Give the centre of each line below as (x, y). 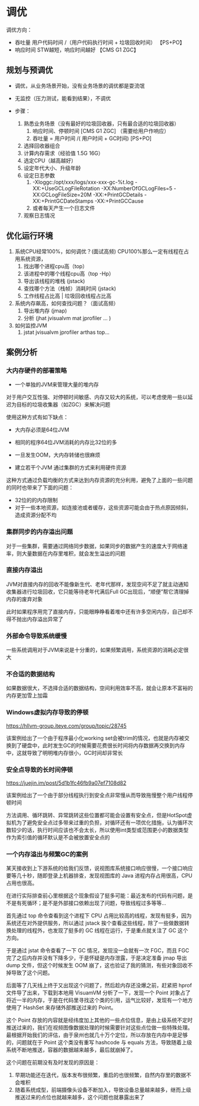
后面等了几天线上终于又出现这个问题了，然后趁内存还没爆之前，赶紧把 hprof (99, 986)
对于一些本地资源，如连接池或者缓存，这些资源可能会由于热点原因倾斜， (103, 508)
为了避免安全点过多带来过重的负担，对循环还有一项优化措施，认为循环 (102, 823)
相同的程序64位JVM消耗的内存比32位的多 (66, 442)
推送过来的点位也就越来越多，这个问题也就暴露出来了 (80, 1097)
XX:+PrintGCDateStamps (63, 201)
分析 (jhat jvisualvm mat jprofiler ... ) (67, 318)
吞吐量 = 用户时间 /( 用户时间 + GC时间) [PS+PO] (92, 138)
